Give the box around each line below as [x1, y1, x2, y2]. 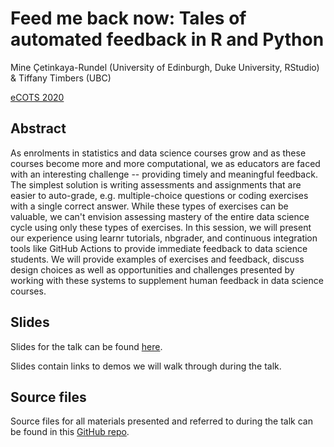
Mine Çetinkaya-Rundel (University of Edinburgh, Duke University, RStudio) [10, 61, 320, 73]
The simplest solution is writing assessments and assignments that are [10, 178, 302, 191]
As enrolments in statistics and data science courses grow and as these [10, 147, 307, 159]
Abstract [10, 120, 67, 137]
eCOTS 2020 [10, 91, 65, 103]
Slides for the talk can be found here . [10, 340, 163, 352]
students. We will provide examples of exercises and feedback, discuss [10, 253, 305, 265]
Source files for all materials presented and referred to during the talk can [10, 415, 313, 427]
